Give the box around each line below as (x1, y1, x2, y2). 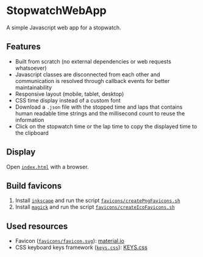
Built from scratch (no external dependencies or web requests (15, 57, 172, 65)
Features (6, 42, 41, 52)
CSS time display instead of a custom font (15, 96, 121, 104)
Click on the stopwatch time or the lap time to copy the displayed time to (15, 123, 198, 130)
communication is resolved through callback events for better (15, 77, 170, 84)
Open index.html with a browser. (6, 163, 89, 170)
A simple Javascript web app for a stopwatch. (6, 24, 121, 31)
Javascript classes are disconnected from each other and (15, 71, 160, 78)
